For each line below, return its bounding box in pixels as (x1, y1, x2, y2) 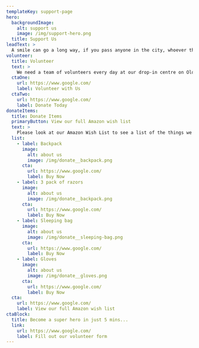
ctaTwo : (11, 91, 31, 97)
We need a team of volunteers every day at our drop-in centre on (17, 69, 184, 75)
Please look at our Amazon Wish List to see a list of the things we (17, 130, 192, 136)
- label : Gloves (17, 256, 57, 262)
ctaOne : (11, 75, 31, 80)
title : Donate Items (11, 113, 62, 119)
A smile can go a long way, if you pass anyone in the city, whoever (11, 47, 187, 53)
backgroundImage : (11, 20, 54, 25)
